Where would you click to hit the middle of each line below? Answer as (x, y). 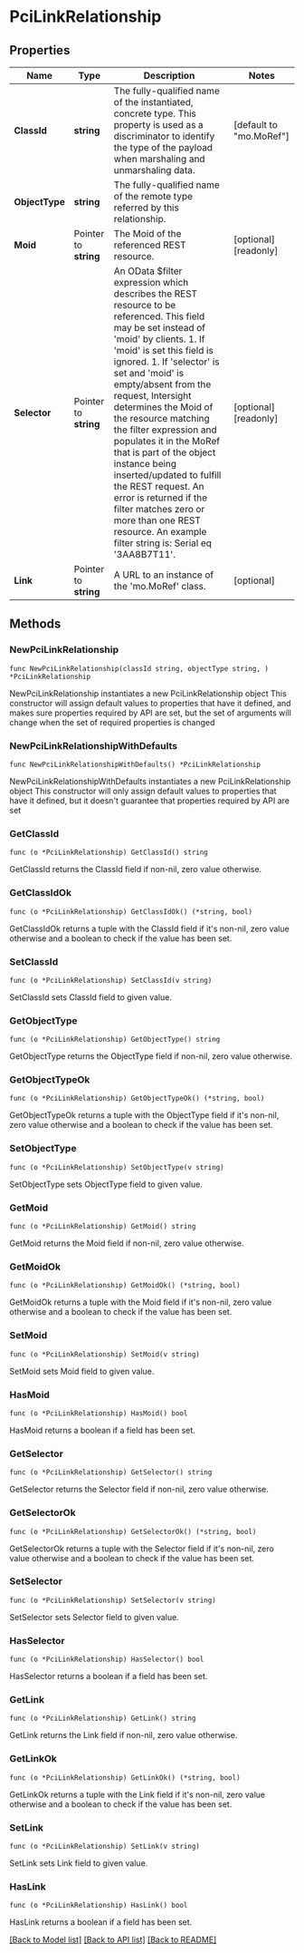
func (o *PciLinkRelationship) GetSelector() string (111, 1472)
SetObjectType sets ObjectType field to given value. (106, 1184)
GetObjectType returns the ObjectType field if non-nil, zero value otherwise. (151, 1056)
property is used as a (158, 125)
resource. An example (160, 532)
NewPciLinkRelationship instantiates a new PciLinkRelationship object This (148, 693)
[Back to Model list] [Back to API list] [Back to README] (113, 1940)
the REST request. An (159, 486)
